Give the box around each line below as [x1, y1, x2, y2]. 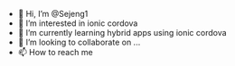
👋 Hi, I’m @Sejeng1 [17, 9, 89, 19]
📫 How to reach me [17, 47, 93, 57]
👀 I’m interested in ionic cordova [17, 18, 138, 29]
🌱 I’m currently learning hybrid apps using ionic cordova [17, 28, 228, 37]
